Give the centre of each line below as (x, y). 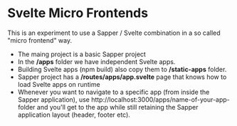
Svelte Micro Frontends (78, 13)
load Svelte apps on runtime (59, 84)
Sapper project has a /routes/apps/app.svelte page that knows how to (122, 77)
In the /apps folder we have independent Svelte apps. (96, 61)
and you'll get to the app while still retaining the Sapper (117, 107)
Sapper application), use (54, 99)
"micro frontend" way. (40, 40)
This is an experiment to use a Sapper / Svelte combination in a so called (114, 33)
